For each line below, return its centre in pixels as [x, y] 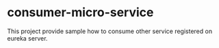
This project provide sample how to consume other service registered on [110, 31]
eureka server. [27, 38]
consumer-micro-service [80, 13]
